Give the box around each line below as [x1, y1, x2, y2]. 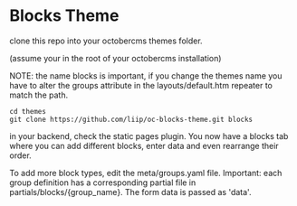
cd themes [9, 107, 47, 116]
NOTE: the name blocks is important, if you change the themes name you [9, 70, 283, 81]
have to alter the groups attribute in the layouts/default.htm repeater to [9, 80, 273, 90]
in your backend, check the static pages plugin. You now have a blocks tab [9, 130, 289, 141]
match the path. [9, 89, 69, 100]
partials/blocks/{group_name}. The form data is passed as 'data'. [9, 186, 252, 197]
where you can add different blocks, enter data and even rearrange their [9, 140, 279, 151]
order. [9, 150, 32, 161]
